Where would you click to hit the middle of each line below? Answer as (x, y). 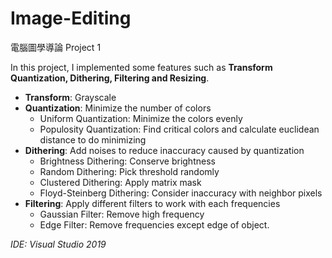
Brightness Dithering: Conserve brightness (127, 161)
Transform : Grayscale (70, 97)
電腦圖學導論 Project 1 (56, 47)
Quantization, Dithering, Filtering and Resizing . (110, 78)
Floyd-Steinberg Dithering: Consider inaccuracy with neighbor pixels (181, 193)
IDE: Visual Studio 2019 (58, 244)
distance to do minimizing (93, 139)
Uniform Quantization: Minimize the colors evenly (141, 118)
